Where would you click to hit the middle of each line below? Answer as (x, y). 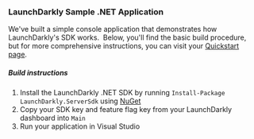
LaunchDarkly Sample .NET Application (86, 12)
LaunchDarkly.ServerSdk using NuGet (80, 101)
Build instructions (38, 72)
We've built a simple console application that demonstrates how (113, 29)
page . (18, 55)
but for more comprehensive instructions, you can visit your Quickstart (124, 46)
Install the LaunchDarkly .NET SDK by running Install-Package (122, 93)
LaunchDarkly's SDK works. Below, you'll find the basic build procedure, (127, 37)
